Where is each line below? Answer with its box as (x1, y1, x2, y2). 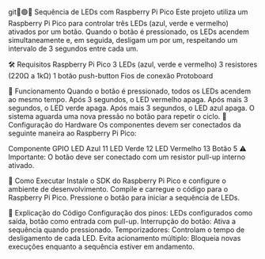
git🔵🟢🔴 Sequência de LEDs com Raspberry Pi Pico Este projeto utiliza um (8, 7, 248, 17)
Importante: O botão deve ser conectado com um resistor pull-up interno (8, 152, 246, 162)
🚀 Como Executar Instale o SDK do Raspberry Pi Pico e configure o (8, 176, 227, 185)
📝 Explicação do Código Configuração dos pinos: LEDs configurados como (8, 208, 253, 217)
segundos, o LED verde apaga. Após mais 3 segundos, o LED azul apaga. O (8, 103, 255, 112)
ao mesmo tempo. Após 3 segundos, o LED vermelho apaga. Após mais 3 (8, 95, 248, 104)
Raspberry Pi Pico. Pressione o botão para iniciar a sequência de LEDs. (8, 193, 240, 202)
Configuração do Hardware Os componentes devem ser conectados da (8, 120, 241, 129)
